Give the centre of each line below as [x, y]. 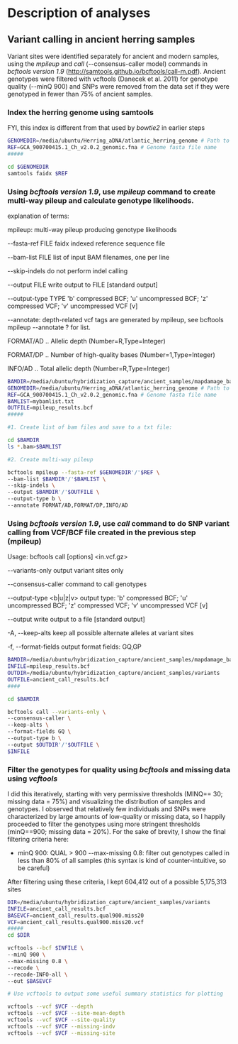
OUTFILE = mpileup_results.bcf [50, 408]
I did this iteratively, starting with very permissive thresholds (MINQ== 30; [115, 793]
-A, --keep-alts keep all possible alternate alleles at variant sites [101, 633]
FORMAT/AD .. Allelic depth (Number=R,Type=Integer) [87, 341]
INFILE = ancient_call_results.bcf [57, 909]
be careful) [34, 868]
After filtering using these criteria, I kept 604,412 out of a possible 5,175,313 [117, 881]
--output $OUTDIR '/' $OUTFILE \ [53, 744]
